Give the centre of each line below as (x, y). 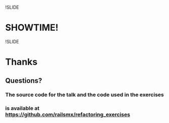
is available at (22, 108)
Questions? (24, 80)
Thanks (21, 62)
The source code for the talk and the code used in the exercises (84, 95)
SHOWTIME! (32, 28)
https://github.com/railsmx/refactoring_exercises (68, 114)
